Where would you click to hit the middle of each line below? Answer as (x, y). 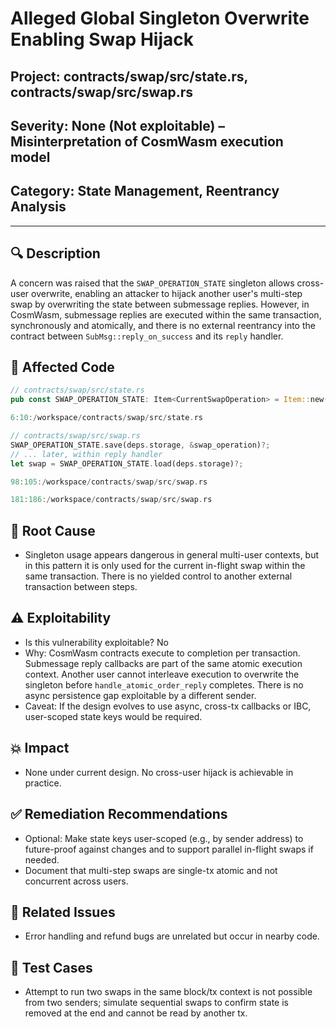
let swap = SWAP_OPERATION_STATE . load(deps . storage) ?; (127, 463)
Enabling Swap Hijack (102, 39)
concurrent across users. (76, 881)
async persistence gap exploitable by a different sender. (140, 695)
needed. (42, 859)
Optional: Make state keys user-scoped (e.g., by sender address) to (164, 838)
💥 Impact (40, 748)
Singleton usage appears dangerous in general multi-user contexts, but (172, 555)
